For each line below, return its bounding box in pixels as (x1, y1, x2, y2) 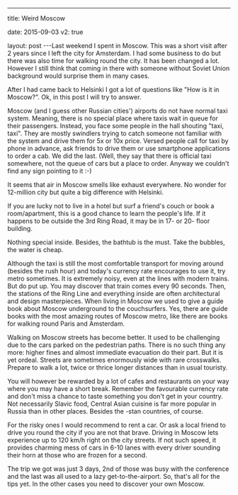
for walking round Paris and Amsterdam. (7, 319, 125, 328)
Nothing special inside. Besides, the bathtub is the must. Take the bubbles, (7, 238, 225, 246)
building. (7, 224, 33, 232)
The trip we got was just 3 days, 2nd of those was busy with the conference (7, 465, 229, 473)
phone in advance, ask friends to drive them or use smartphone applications (7, 144, 230, 152)
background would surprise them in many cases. (7, 72, 150, 80)
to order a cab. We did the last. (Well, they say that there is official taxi (7, 152, 212, 160)
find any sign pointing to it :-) (7, 167, 92, 175)
